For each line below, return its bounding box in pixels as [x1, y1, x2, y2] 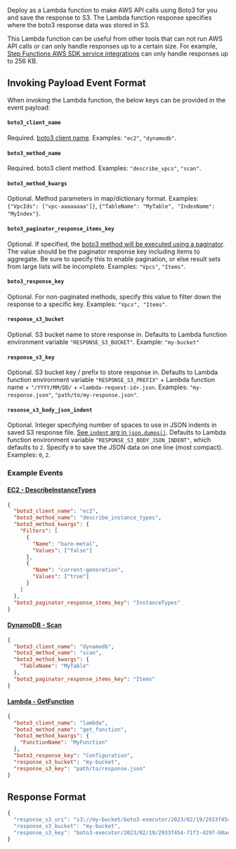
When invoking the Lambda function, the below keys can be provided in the [7, 96, 226, 104]
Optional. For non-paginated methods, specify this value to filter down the [7, 292, 221, 301]
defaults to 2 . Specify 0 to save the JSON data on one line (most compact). [7, 443, 223, 452]
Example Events [7, 468, 63, 478]
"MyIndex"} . [7, 209, 41, 218]
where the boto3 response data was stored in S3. [7, 21, 150, 29]
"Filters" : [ [20, 527, 58, 534]
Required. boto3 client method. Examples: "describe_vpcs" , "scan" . [7, 164, 202, 173]
